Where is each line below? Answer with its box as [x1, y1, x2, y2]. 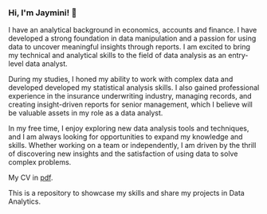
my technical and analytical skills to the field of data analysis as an [8, 51, 227, 60]
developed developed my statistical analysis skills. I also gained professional [8, 83, 260, 92]
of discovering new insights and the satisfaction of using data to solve [8, 149, 238, 158]
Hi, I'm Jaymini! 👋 [8, 7, 77, 18]
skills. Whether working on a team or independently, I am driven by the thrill [8, 141, 257, 150]
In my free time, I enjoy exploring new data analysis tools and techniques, [8, 123, 249, 134]
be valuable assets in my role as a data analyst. [8, 108, 163, 118]
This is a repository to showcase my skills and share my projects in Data [8, 189, 245, 198]
